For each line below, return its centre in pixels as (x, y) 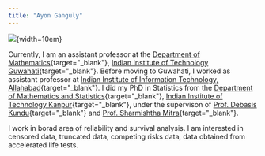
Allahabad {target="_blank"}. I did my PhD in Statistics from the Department (131, 87)
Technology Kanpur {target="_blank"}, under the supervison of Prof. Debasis (132, 104)
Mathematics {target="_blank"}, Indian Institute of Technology (108, 62)
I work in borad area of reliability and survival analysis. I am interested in (126, 128)
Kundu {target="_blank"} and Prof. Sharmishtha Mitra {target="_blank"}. (123, 113)
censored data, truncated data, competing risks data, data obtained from (127, 136)
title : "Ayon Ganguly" (45, 15)
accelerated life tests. (44, 145)
